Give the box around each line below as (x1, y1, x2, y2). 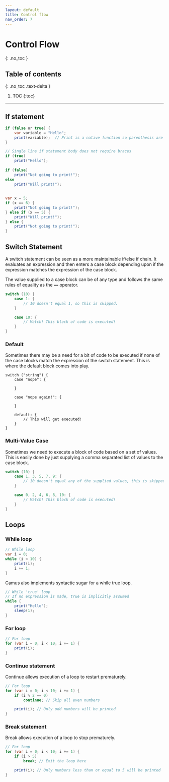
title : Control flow (5, 12, 49, 17)
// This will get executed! (23, 417, 82, 422)
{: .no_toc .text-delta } (5, 83, 51, 89)
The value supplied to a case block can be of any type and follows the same (5, 276, 163, 283)
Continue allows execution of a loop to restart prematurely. (5, 674, 127, 680)
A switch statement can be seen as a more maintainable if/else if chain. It (5, 256, 157, 262)
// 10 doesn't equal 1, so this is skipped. (23, 301, 118, 306)
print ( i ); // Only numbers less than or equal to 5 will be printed (14, 767, 161, 772)
